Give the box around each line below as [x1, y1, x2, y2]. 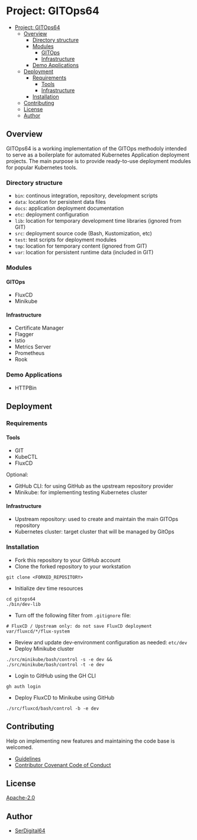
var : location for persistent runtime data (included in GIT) [14, 249, 154, 256]
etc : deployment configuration [14, 211, 89, 218]
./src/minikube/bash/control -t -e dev [6, 662, 105, 667]
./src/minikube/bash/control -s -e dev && [6, 656, 112, 662]
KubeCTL [14, 453, 38, 461]
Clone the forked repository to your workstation [14, 563, 131, 570]
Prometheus [14, 350, 45, 357]
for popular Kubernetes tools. [6, 164, 78, 171]
